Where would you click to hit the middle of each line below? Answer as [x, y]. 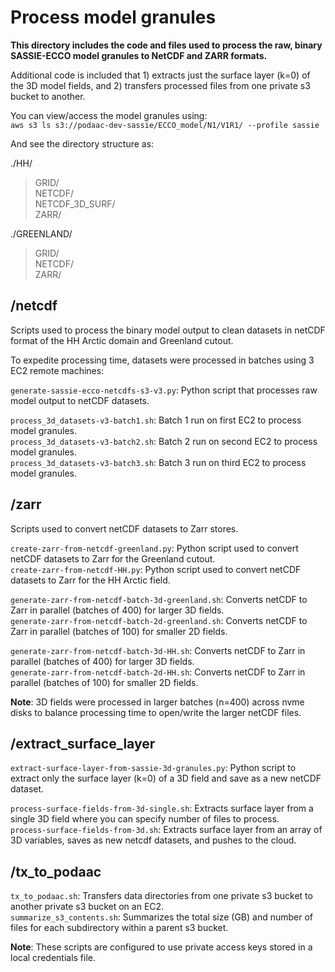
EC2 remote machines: [57, 370]
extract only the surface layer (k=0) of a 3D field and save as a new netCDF [166, 778]
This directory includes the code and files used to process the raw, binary [166, 45]
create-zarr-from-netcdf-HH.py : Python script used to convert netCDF [156, 569]
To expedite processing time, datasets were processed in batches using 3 [162, 360]
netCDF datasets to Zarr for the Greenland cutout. [113, 558]
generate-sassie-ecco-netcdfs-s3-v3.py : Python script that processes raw [164, 390]
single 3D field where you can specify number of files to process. [145, 819]
